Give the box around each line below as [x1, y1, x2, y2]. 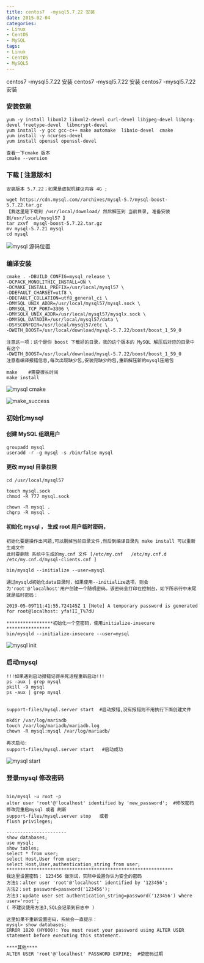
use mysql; [6, 840, 34, 846]
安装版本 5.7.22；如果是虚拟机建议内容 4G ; [6, 186, 108, 192]
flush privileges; [6, 818, 53, 825]
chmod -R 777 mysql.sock [6, 493, 70, 499]
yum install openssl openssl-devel [6, 138, 97, 144]
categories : [6, 20, 37, 26]
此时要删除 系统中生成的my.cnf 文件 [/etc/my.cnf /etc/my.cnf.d [6, 551, 167, 557]
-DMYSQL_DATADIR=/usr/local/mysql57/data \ [6, 317, 119, 323]
